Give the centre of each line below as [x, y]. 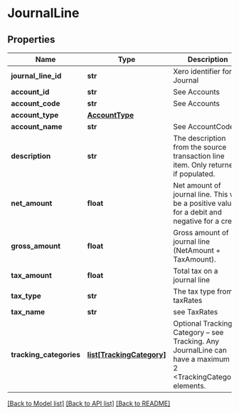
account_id [30, 92]
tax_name [28, 312]
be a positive [195, 203]
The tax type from [203, 291]
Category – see [198, 332]
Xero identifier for [203, 71]
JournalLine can [200, 350]
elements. [190, 386]
